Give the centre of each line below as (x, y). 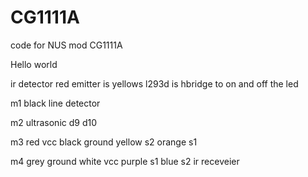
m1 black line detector (55, 103)
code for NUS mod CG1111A (66, 45)
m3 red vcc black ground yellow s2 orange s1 (104, 142)
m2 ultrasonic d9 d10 (53, 122)
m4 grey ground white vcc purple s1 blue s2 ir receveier (125, 161)
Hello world (34, 64)
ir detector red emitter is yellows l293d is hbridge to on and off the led (154, 83)
